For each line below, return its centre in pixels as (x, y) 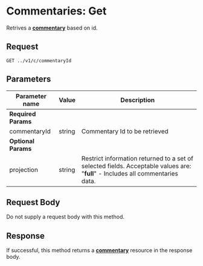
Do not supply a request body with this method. (66, 217)
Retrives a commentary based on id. (52, 28)
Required (23, 114)
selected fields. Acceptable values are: (136, 166)
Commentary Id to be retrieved (125, 131)
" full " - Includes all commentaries (130, 173)
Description (138, 100)
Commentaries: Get (56, 11)
